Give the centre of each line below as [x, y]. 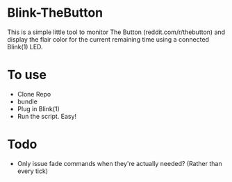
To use [27, 75]
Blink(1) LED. [25, 47]
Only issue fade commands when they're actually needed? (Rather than [119, 163]
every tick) [33, 171]
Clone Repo [34, 94]
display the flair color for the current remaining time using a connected [108, 39]
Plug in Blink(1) [39, 108]
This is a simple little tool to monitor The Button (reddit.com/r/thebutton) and [116, 32]
